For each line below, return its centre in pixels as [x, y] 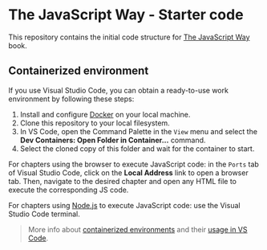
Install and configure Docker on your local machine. [105, 114]
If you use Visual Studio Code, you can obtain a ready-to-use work [118, 90]
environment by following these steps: [71, 99]
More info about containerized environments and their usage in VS [138, 229]
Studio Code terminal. [44, 214]
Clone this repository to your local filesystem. [95, 123]
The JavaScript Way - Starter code [126, 15]
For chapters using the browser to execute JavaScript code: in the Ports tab [133, 164]
